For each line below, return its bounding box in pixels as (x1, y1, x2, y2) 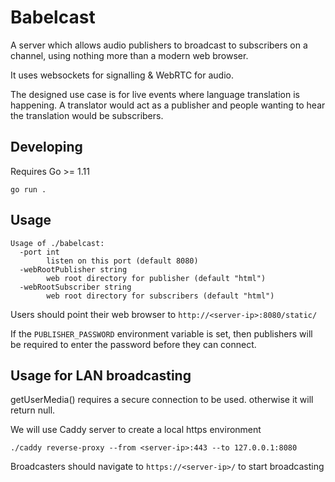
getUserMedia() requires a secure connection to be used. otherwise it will (10, 394, 314, 406)
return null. (10, 404, 56, 416)
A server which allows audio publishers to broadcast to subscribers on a (10, 39, 308, 51)
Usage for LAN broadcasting (10, 367, 192, 384)
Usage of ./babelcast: (10, 238, 105, 248)
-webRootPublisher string (19, 264, 128, 275)
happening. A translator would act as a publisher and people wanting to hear (10, 99, 326, 111)
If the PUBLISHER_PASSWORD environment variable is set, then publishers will (10, 327, 313, 340)
